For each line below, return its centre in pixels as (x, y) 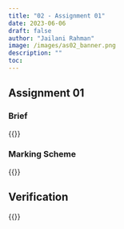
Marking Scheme (42, 154)
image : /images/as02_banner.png (62, 46)
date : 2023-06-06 (37, 23)
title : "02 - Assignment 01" (57, 16)
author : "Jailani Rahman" (51, 38)
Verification (38, 197)
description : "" (35, 53)
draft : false (30, 31)
